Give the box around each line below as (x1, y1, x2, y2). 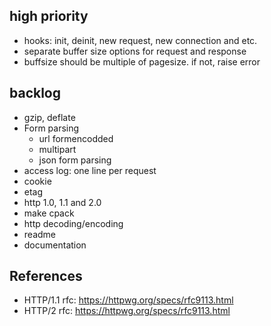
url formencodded (38, 132, 114, 144)
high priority (9, 8, 89, 25)
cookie (23, 175, 52, 187)
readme (23, 228, 56, 240)
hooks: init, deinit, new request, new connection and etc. (23, 34, 258, 46)
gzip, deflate (23, 111, 76, 123)
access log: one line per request (23, 164, 157, 176)
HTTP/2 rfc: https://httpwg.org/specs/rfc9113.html (23, 305, 231, 317)
